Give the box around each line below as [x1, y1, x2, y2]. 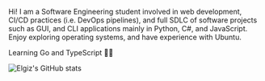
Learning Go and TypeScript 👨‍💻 [8, 48, 114, 57]
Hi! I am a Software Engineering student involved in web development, [8, 7, 242, 16]
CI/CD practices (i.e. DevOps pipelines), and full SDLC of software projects [8, 15, 258, 25]
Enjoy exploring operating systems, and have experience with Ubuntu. [8, 32, 242, 42]
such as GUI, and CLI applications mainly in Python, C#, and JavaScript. [8, 24, 248, 33]
